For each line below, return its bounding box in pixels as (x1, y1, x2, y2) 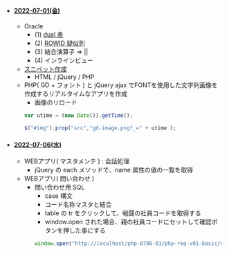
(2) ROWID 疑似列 (34, 39, 85, 48)
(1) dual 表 (34, 30, 64, 39)
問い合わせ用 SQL (34, 183, 85, 192)
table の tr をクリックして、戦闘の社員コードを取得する (44, 209, 202, 217)
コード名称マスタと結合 (44, 201, 112, 209)
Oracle (24, 22, 44, 30)
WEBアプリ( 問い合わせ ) (24, 174, 95, 183)
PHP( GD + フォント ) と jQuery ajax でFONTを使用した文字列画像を (24, 81, 218, 89)
